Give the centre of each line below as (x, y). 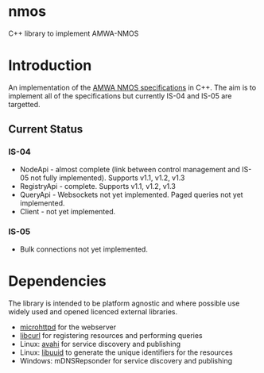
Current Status (46, 129)
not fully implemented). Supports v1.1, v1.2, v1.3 (108, 178)
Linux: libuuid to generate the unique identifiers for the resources (126, 352)
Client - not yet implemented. (68, 211)
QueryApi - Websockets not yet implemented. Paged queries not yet (132, 194)
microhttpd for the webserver (68, 327)
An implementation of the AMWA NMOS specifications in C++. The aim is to (132, 87)
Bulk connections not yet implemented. (84, 249)
